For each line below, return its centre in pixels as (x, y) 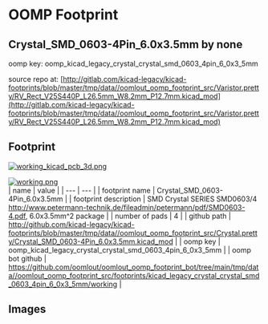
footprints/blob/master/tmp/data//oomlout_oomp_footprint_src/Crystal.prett (133, 233)
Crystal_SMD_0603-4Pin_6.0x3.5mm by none (126, 45)
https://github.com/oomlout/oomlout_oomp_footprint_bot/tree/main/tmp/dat (134, 267)
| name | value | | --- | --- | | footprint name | (82, 190)
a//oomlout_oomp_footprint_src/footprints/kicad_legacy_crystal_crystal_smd (134, 275)
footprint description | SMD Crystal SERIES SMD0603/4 (165, 199)
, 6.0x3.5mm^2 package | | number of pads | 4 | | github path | (128, 216)
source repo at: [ (36, 79)
